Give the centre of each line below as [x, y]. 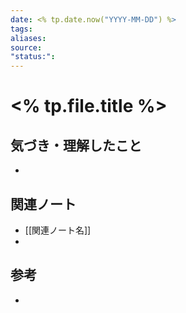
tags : [21, 29]
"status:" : [33, 57]
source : [26, 47]
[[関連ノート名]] [58, 230]
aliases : [28, 38]
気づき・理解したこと [76, 145]
